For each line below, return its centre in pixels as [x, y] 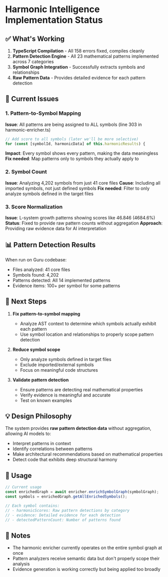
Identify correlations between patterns [52, 449]
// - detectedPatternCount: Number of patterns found [63, 520]
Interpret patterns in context [42, 443]
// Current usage [23, 487]
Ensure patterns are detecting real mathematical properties [81, 389]
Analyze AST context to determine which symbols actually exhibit [88, 323]
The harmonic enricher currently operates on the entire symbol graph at [87, 548]
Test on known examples [46, 400]
